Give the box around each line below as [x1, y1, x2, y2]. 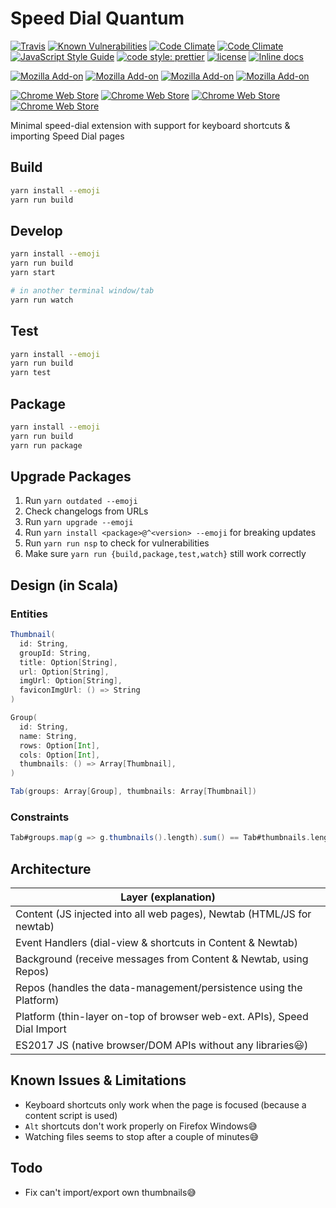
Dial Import [15, 1022, 67, 1036]
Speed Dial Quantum [10, 7, 185, 30]
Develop [10, 222, 63, 239]
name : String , [19, 731, 78, 741]
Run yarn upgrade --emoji [24, 516, 134, 528]
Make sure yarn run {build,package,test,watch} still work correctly [24, 548, 307, 560]
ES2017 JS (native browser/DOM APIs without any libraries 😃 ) [15, 1038, 309, 1052]
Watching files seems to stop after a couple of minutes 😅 [24, 1130, 260, 1142]
